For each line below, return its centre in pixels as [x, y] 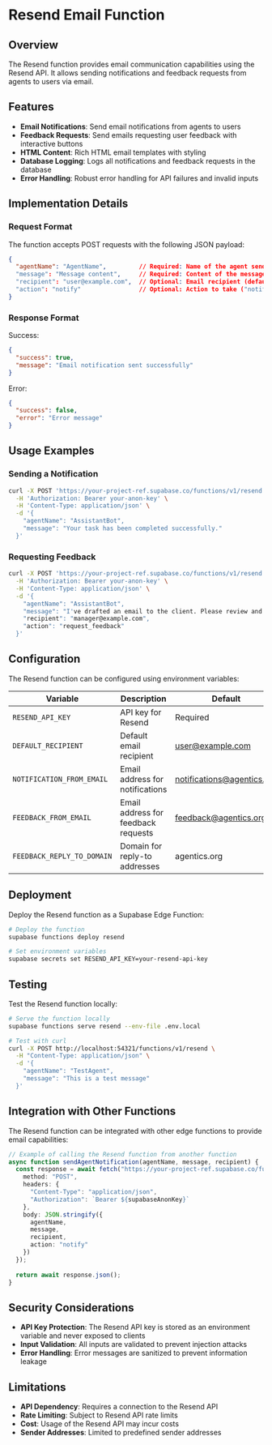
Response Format [44, 318]
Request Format [40, 227]
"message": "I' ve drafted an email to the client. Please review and [143, 611]
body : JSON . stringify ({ [63, 1214]
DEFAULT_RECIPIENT [48, 746]
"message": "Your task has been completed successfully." [123, 528]
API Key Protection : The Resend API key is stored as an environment [135, 1327]
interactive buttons [51, 143]
